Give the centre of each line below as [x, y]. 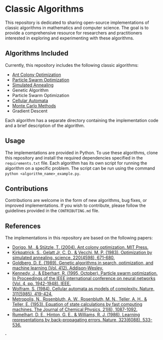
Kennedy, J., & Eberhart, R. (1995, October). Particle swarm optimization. [85, 273]
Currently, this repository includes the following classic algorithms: [72, 65]
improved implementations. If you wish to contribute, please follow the [75, 205]
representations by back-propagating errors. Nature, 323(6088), [77, 320]
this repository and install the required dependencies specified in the [74, 158]
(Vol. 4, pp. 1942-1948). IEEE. [41, 283]
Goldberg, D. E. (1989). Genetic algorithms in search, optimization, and [83, 263]
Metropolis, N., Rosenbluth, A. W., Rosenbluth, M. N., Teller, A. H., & [80, 299]
